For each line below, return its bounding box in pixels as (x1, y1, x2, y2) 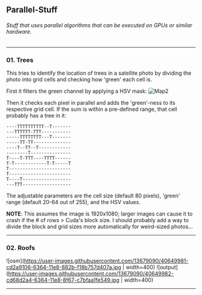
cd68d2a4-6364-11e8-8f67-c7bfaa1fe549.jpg (6, 276, 120, 284)
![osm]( (6, 257, 25, 264)
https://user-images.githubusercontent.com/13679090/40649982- (8, 270, 174, 278)
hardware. (6, 28, 32, 35)
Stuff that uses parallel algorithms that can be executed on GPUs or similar (6, 21, 192, 29)
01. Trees (6, 55, 34, 64)
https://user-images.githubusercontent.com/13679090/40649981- (23, 257, 189, 264)
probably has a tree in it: (6, 111, 67, 119)
